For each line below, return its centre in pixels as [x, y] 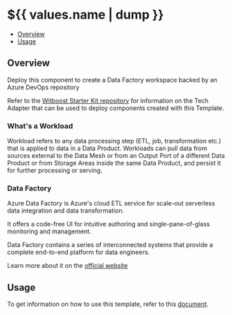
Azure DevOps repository [43, 87]
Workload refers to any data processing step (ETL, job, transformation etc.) [114, 141]
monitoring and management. [49, 231]
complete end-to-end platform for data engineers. [79, 252]
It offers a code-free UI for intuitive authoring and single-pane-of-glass [108, 224]
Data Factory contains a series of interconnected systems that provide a [110, 245]
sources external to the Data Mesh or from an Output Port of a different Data [116, 156]
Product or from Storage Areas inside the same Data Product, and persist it [114, 163]
